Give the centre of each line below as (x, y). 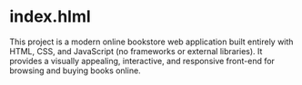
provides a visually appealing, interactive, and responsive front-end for (142, 61)
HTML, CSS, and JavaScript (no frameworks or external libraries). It (136, 51)
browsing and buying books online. (75, 71)
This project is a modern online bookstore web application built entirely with (151, 42)
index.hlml (50, 17)
